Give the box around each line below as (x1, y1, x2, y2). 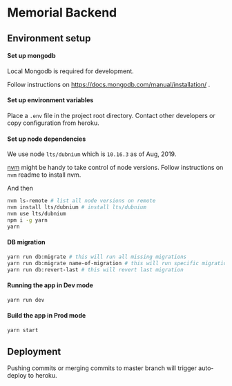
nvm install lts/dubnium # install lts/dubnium (7, 204, 147, 211)
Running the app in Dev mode (7, 281, 93, 289)
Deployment (7, 345, 61, 357)
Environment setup (7, 32, 91, 44)
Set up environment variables (7, 96, 94, 104)
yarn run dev (7, 296, 45, 303)
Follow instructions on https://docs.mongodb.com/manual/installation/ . (7, 80, 211, 88)
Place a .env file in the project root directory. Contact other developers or (7, 111, 215, 119)
